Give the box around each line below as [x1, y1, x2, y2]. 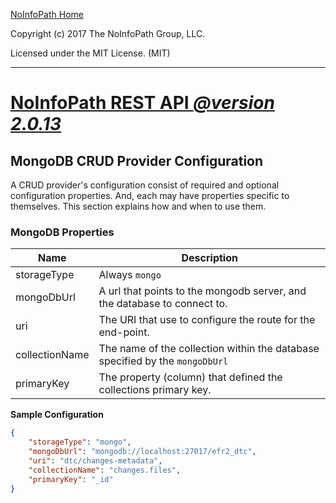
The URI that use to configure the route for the [98, 313, 316, 327]
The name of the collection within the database [98, 342, 320, 356]
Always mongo [98, 268, 162, 282]
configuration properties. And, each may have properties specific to [10, 190, 290, 201]
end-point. [98, 325, 150, 339]
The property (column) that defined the [98, 370, 283, 384]
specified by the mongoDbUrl [98, 354, 229, 368]
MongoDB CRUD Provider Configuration [10, 152, 264, 169]
